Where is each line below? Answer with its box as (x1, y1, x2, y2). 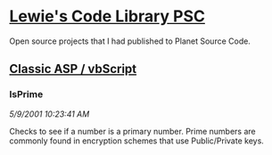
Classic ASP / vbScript (9, 61, 137, 77)
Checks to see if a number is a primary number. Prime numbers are (9, 126, 256, 136)
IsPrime (9, 88, 44, 101)
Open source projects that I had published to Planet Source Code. (9, 36, 251, 46)
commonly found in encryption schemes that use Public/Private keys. (9, 135, 265, 146)
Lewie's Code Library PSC (9, 6, 205, 27)
